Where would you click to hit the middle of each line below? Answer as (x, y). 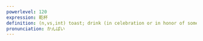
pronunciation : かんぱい (36, 29)
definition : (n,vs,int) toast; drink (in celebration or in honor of (96, 23)
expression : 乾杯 (27, 17)
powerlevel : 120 (27, 12)
